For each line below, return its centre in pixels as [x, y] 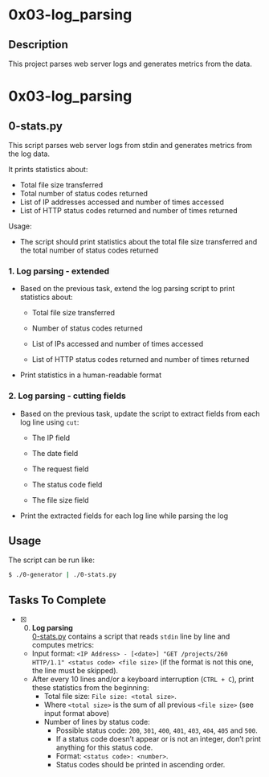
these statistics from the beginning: [90, 688]
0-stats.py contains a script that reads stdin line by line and [131, 636]
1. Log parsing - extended [59, 271]
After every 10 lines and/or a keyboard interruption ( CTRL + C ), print [143, 679]
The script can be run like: [51, 560]
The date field [55, 453]
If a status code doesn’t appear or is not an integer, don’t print [158, 739]
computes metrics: [63, 645]
